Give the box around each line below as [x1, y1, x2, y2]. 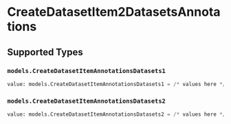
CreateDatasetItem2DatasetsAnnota [7, 4, 221, 20]
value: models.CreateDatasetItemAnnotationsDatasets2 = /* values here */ [7, 111, 226, 118]
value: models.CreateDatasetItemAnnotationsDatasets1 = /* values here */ [7, 81, 226, 87]
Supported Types [7, 46, 84, 58]
